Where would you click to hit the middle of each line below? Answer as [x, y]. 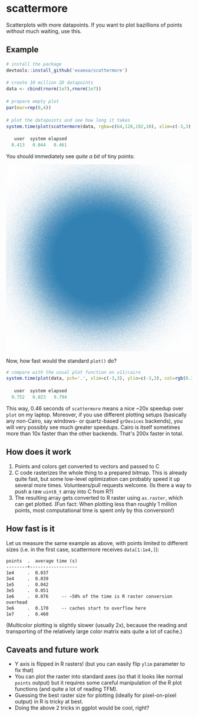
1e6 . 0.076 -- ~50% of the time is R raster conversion [89, 596]
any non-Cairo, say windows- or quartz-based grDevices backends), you [95, 421]
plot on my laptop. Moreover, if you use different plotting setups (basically [96, 415]
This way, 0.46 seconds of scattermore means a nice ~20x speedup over [95, 408]
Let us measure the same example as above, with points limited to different [97, 543]
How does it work [39, 452]
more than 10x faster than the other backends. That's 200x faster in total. [95, 434]
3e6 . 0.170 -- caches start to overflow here [76, 608]
